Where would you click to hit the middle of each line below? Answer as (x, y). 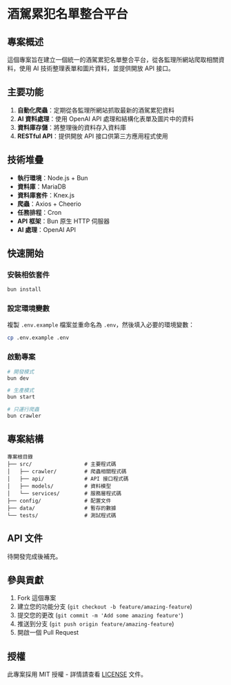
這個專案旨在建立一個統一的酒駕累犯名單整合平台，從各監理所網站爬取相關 (113, 60)
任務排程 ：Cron (39, 212)
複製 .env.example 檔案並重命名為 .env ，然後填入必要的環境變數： (101, 325)
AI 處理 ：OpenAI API (46, 229)
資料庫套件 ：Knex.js (46, 195)
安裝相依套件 (29, 275)
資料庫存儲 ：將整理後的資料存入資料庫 (71, 127)
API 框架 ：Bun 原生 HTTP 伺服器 (63, 221)
